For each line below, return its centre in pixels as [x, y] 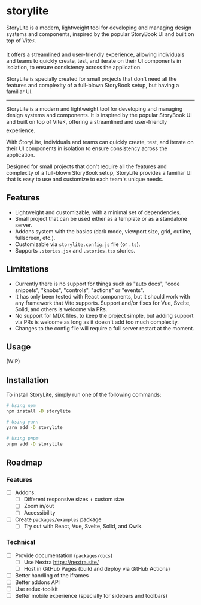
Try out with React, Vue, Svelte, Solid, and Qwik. [83, 526]
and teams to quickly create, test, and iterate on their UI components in [94, 60]
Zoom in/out [39, 506]
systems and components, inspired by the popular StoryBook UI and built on [100, 34]
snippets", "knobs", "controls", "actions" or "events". [80, 290]
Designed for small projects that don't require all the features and [86, 166]
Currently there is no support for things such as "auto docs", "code [98, 284]
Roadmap [25, 462]
